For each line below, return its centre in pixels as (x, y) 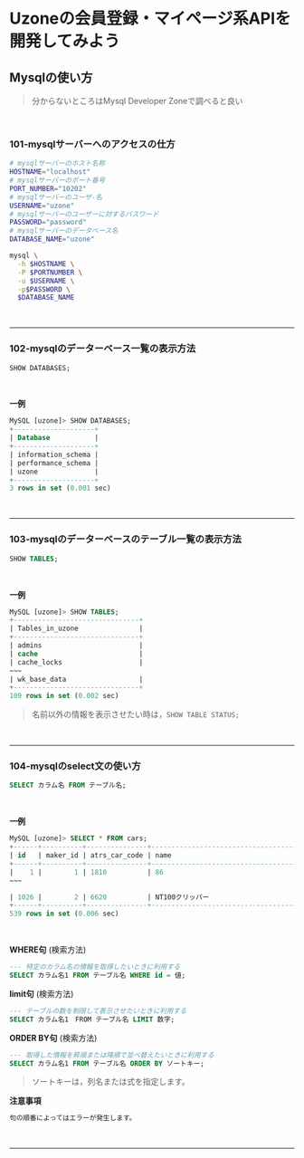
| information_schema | (54, 455)
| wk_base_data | (76, 679)
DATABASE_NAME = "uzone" (52, 239)
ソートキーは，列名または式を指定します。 (110, 1082)
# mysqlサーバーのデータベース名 (64, 231)
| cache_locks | (76, 662)
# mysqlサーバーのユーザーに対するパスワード (84, 214)
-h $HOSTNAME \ (46, 263)
